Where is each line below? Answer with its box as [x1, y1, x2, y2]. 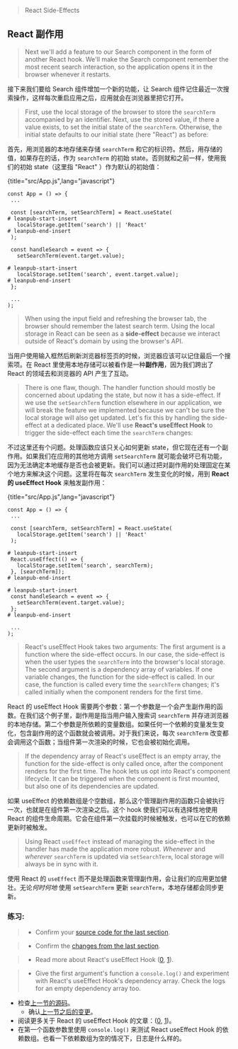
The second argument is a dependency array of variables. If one [24, 665, 212, 673]
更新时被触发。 [7, 822, 51, 831]
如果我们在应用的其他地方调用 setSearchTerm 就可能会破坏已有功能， [25, 452, 226, 460]
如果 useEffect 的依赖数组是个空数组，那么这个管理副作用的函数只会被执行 [7, 796, 225, 805]
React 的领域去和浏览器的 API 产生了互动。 [7, 369, 132, 377]
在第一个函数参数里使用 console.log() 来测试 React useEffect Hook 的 [17, 1026, 223, 1034]
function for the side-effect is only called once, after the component [24, 759, 223, 767]
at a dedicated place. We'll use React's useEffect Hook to [43, 420, 213, 429]
